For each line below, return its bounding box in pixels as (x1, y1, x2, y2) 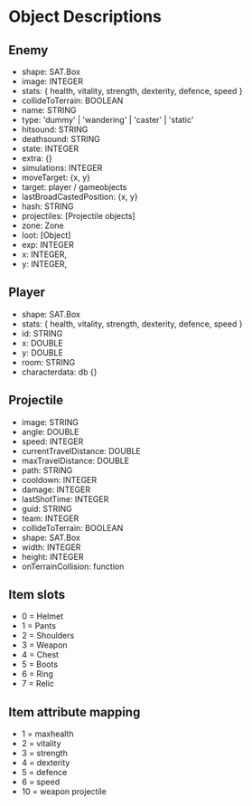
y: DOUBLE (21, 346, 64, 358)
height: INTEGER (21, 551, 84, 562)
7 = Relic (21, 678, 55, 689)
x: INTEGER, (21, 249, 68, 260)
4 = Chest (21, 650, 60, 660)
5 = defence (21, 767, 68, 778)
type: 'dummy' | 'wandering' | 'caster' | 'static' (21, 115, 194, 125)
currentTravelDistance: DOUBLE (21, 445, 141, 456)
